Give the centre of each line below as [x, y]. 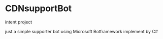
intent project [19, 22]
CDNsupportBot [39, 9]
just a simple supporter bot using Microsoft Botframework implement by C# [81, 31]
